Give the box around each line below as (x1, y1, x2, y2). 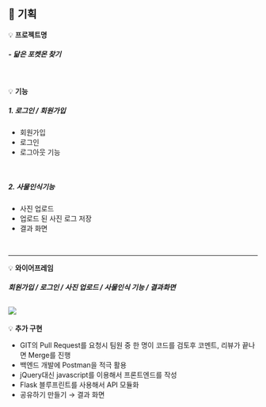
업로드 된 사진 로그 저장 (19, 213, 93, 223)
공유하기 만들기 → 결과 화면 (19, 390, 105, 400)
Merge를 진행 (28, 351, 71, 360)
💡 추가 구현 (8, 324, 43, 333)
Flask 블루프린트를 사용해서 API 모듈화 (19, 380, 139, 390)
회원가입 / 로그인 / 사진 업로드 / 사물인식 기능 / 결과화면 (8, 283, 177, 292)
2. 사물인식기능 (8, 182, 55, 192)
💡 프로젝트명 (8, 30, 47, 40)
